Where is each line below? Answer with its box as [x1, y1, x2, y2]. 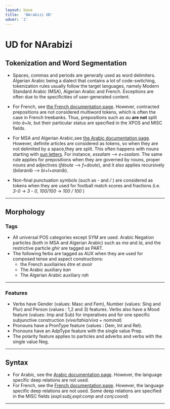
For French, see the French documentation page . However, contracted [12, 104, 159, 110]
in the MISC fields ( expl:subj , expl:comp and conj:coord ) [12, 393, 129, 399]
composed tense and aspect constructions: [12, 256, 104, 262]
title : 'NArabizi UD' [5, 12, 53, 17]
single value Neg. [12, 338, 49, 345]
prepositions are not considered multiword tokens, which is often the [12, 109, 156, 115]
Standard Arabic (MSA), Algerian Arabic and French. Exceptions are [12, 88, 154, 94]
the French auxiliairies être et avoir [20, 261, 93, 267]
